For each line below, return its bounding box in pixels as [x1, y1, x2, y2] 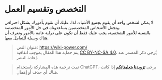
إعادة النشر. [16, 54, 38, 60]
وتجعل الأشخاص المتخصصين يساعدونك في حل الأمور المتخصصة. [4, 24, 120, 30]
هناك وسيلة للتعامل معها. [4, 35, 49, 41]
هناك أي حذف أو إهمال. [16, 69, 59, 75]
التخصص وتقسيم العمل [4, 3, 87, 15]
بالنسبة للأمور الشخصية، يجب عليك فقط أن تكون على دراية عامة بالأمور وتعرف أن [4, 30, 151, 35]
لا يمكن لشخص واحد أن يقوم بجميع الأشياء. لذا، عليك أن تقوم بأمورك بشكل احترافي [4, 19, 154, 25]
